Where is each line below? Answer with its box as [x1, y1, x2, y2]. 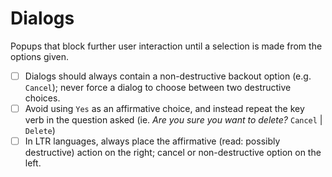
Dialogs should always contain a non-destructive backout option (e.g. [24, 70, 312, 82]
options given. [10, 50, 69, 62]
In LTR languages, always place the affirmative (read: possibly [24, 135, 281, 147]
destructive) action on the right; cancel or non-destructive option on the [24, 147, 322, 159]
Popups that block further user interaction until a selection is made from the [10, 40, 323, 52]
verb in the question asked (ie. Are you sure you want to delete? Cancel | [24, 114, 323, 126]
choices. [24, 92, 61, 104]
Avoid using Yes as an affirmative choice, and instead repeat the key [24, 103, 305, 114]
